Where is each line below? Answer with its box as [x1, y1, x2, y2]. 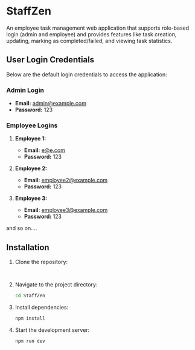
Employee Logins [6, 121, 58, 130]
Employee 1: [14, 135, 46, 142]
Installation [6, 242, 50, 253]
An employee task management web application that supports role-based [6, 24, 190, 31]
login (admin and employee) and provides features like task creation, [6, 30, 177, 38]
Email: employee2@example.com [24, 177, 108, 184]
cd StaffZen [14, 292, 45, 299]
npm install [14, 315, 45, 322]
